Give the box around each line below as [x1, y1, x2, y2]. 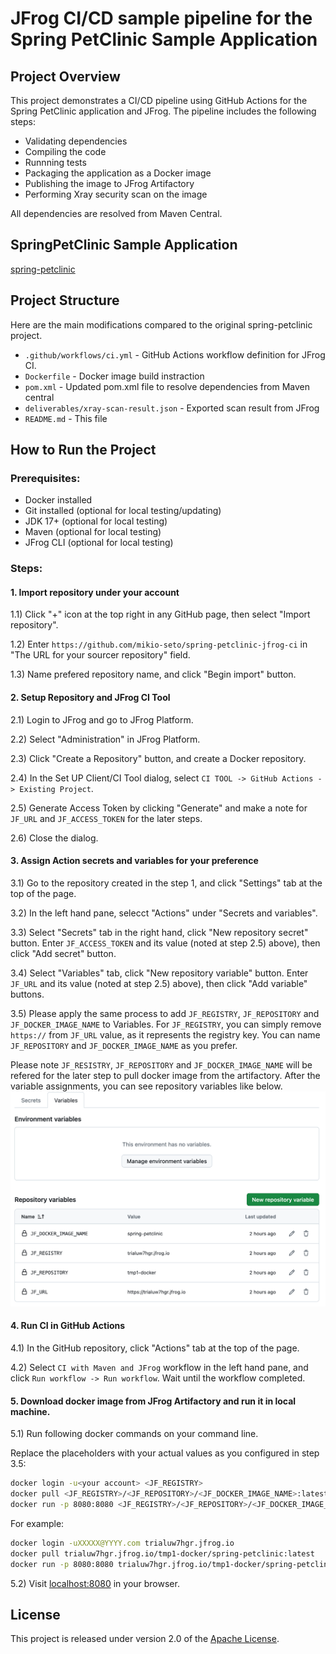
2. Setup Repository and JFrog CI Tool [10, 692, 171, 704]
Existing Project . [19, 782, 94, 794]
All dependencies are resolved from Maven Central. [10, 208, 223, 219]
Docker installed [24, 494, 93, 506]
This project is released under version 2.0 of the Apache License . [10, 1633, 280, 1645]
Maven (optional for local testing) [24, 526, 162, 538]
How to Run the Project [10, 442, 157, 459]
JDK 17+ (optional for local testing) [24, 515, 168, 527]
